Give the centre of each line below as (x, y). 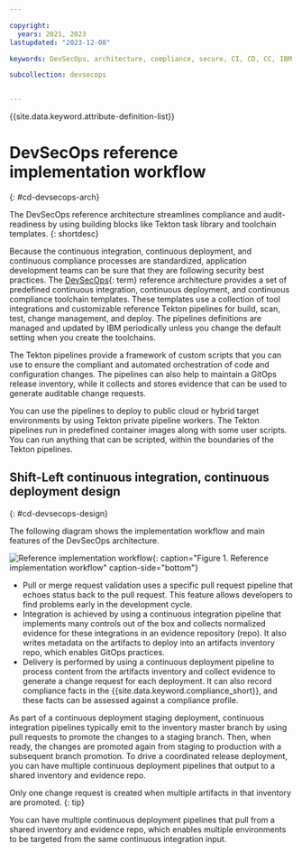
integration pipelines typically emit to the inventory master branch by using (148, 727)
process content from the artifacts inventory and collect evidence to (149, 671)
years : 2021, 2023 (52, 34)
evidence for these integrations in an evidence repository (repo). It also (154, 633)
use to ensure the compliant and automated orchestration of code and (140, 365)
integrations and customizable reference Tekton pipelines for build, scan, (145, 309)
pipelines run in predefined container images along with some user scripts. (148, 431)
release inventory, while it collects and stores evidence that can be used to (148, 384)
